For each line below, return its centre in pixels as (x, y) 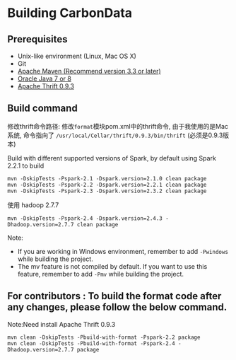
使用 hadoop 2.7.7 (33, 205)
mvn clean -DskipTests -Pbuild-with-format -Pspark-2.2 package (104, 337)
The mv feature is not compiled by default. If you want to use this (112, 266)
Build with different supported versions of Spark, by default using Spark (112, 158)
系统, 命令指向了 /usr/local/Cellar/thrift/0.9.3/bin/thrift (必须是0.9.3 (115, 135)
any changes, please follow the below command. (117, 307)
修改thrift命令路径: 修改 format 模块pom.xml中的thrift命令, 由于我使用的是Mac (118, 126)
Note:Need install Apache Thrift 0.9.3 (61, 324)
